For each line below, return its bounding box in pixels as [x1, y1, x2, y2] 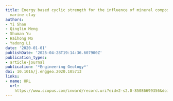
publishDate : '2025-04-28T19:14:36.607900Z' [5, 50, 102, 55]
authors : [5, 17, 24, 22]
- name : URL [5, 79, 31, 84]
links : [5, 74, 20, 79]
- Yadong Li [5, 41, 31, 46]
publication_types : [5, 55, 47, 60]
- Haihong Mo [5, 36, 33, 41]
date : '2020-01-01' [5, 45, 47, 50]
